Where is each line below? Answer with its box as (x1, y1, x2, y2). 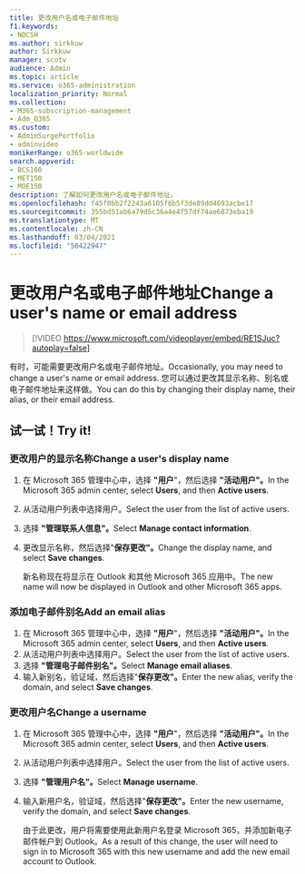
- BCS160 (9, 165, 43, 174)
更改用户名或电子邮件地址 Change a (9, 283, 274, 304)
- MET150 (9, 173, 43, 182)
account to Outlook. (22, 856, 97, 867)
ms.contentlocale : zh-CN (9, 224, 103, 233)
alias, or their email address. (9, 394, 115, 405)
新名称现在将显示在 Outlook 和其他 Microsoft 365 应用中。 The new (22, 571, 274, 582)
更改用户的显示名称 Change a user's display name (9, 452, 230, 465)
